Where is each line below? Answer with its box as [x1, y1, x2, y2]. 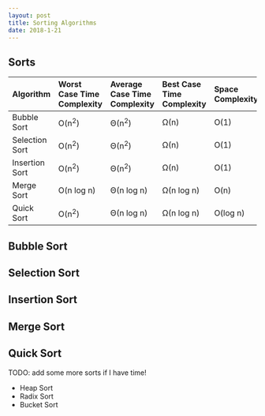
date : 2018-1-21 [8, 26, 62, 34]
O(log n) [214, 208, 245, 219]
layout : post [8, 11, 51, 20]
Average [110, 79, 143, 90]
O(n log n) [58, 185, 96, 196]
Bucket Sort [19, 399, 58, 409]
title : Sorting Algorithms [8, 19, 97, 27]
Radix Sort [19, 392, 54, 401]
